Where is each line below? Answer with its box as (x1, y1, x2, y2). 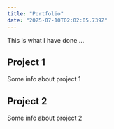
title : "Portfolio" (7, 10, 64, 18)
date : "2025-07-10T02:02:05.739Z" (7, 17, 108, 24)
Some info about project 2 (7, 114, 83, 123)
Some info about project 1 (7, 75, 81, 83)
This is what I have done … (7, 36, 85, 44)
